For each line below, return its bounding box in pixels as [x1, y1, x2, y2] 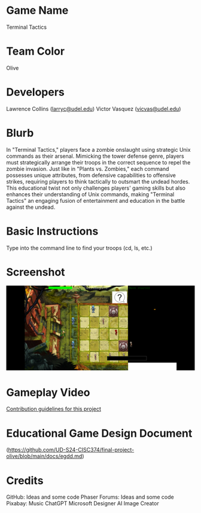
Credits [6, 473, 44, 487]
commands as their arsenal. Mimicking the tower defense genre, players [6, 152, 184, 160]
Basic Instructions [6, 224, 99, 238]
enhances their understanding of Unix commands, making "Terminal [6, 190, 175, 198]
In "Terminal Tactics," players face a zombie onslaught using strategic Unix [6, 146, 191, 153]
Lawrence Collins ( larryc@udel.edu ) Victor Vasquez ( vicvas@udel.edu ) [6, 105, 181, 112]
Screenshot [6, 265, 65, 279]
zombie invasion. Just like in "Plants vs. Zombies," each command [6, 165, 169, 172]
